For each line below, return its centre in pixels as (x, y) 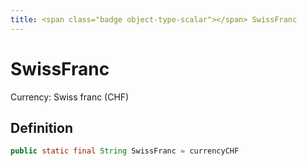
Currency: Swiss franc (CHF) (70, 97)
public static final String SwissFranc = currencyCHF (125, 151)
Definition (41, 127)
